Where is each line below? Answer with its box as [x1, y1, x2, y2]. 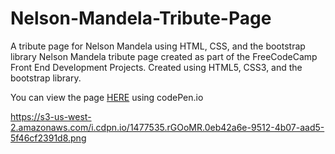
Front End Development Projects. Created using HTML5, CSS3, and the [10, 61, 303, 73]
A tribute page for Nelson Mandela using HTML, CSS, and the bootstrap [10, 40, 306, 52]
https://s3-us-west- [10, 110, 92, 122]
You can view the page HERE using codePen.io [10, 91, 204, 103]
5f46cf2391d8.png [10, 132, 87, 144]
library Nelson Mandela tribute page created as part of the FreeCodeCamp [10, 50, 318, 62]
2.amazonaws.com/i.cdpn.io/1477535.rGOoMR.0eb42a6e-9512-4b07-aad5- [10, 121, 325, 133]
